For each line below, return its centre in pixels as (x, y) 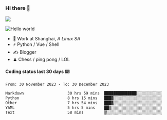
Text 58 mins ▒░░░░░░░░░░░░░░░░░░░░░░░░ (83, 112)
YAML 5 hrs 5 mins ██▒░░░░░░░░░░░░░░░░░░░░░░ (83, 108)
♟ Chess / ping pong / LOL (41, 59)
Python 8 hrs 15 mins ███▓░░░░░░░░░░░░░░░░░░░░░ (83, 98)
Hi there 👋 (18, 8)
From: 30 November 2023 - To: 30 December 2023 (57, 84)
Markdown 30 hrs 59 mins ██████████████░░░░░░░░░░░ (83, 93)
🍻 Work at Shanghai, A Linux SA (47, 39)
